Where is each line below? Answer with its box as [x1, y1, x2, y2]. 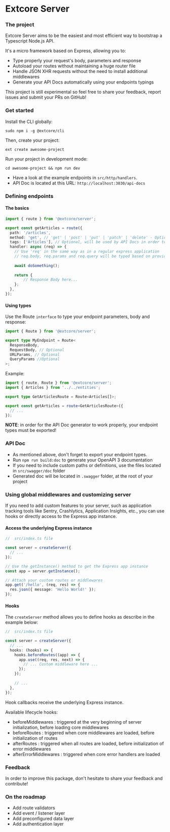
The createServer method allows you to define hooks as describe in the [5, 614, 155, 620]
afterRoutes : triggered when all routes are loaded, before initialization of [12, 740, 164, 746]
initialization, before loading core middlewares [12, 724, 109, 730]
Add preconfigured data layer [12, 816, 74, 822]
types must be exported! [5, 427, 57, 433]
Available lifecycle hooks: [5, 709, 58, 715]
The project [5, 21, 34, 28]
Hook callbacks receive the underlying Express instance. [5, 699, 124, 705]
